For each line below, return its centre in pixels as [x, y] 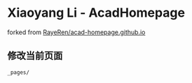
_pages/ [19, 72]
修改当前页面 [35, 56]
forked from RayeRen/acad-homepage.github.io [76, 32]
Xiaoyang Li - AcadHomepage [96, 13]
